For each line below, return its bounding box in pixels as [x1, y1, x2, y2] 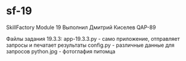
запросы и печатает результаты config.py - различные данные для [6, 41, 175, 49]
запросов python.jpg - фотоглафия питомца [6, 47, 116, 54]
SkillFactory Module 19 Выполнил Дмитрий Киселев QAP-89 [6, 24, 156, 31]
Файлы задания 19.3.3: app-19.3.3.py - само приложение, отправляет [6, 35, 180, 42]
